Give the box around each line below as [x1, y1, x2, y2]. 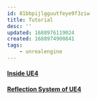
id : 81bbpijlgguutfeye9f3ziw [7, 10, 90, 17]
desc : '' [7, 23, 32, 29]
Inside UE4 [7, 69, 39, 77]
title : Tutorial [7, 16, 53, 23]
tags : [7, 42, 23, 49]
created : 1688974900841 [7, 36, 75, 42]
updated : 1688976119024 [7, 29, 75, 36]
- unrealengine [19, 49, 63, 55]
